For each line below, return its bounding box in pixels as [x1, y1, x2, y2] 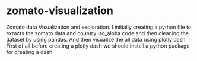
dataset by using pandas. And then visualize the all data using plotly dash [6, 36, 186, 43]
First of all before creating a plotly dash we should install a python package [6, 42, 190, 49]
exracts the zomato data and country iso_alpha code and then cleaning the [6, 29, 189, 36]
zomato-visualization [6, 4, 114, 18]
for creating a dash [6, 48, 53, 55]
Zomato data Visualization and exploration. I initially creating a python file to [6, 23, 192, 30]
